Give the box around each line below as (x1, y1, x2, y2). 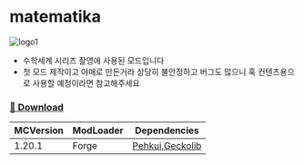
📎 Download (9, 101, 64, 113)
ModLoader (72, 124, 125, 137)
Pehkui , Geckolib (132, 140, 202, 152)
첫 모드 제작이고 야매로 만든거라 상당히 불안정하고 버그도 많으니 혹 (22, 66, 257, 77)
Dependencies (135, 124, 199, 137)
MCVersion (14, 124, 64, 137)
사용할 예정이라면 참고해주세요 (32, 77, 140, 88)
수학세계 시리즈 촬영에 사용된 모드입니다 (22, 54, 165, 65)
